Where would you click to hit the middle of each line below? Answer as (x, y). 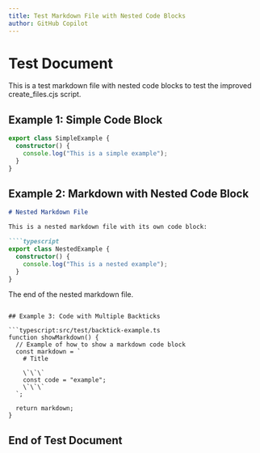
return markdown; (45, 409)
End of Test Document (65, 440)
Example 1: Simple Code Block (86, 119)
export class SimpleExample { (59, 138)
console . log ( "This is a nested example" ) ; (95, 264)
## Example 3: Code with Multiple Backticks (84, 316)
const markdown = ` (48, 352)
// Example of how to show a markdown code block (101, 345)
